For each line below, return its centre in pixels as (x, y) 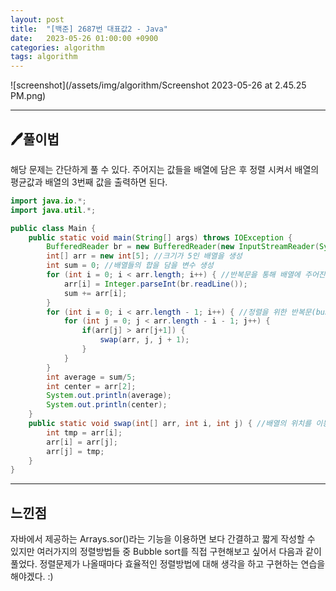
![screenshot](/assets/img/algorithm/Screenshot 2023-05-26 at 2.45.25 (158, 85)
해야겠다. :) (32, 577)
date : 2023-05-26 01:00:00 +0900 (84, 38)
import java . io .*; (48, 201)
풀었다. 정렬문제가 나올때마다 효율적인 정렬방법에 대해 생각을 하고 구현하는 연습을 (168, 564)
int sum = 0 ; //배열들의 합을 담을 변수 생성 (130, 266)
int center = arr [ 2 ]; (91, 386)
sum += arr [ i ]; (95, 293)
